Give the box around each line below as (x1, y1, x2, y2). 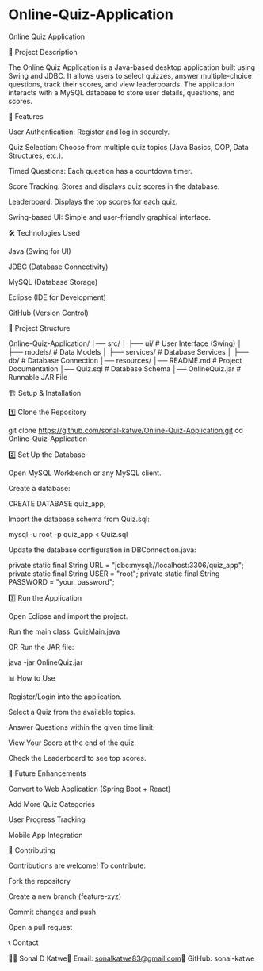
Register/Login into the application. (8, 692, 123, 701)
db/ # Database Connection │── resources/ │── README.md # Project (8, 355, 242, 365)
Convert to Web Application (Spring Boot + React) (8, 784, 171, 793)
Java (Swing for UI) (8, 246, 71, 255)
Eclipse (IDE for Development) (8, 292, 107, 302)
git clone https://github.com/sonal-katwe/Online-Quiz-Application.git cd (8, 425, 244, 435)
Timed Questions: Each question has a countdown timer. (8, 166, 192, 175)
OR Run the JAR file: (8, 642, 74, 651)
